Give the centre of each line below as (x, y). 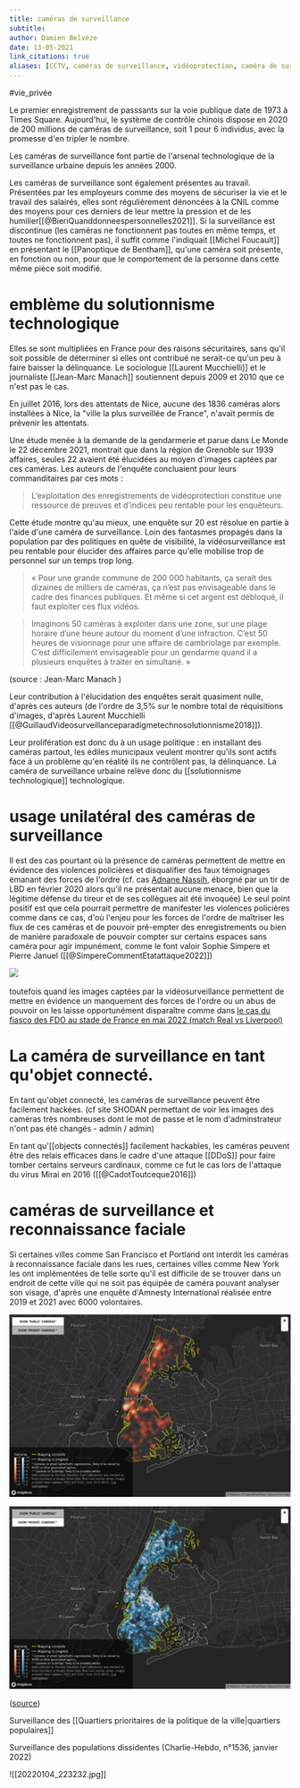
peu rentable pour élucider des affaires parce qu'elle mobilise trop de (137, 551)
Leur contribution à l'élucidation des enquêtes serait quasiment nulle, (136, 696)
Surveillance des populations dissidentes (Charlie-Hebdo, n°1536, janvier (144, 1748)
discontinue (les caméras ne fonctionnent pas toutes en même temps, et (142, 230)
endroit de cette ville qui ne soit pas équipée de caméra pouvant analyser (144, 1283)
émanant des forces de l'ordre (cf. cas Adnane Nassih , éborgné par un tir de (150, 879)
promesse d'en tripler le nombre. (70, 138)
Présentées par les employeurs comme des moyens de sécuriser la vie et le (148, 192)
